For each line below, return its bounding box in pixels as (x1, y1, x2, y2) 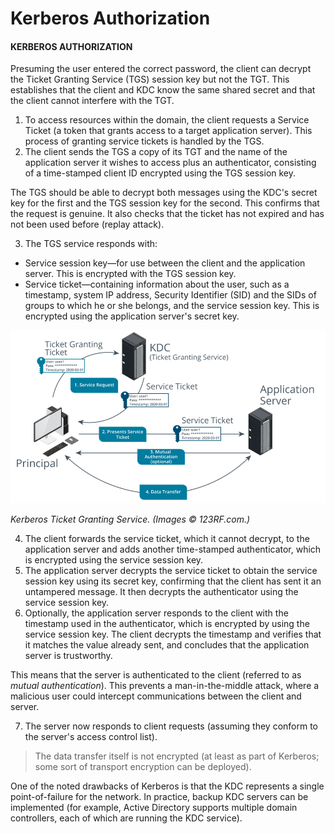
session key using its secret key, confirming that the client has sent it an (24, 575, 322, 587)
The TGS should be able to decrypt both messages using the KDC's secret (10, 187, 318, 199)
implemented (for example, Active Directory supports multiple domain (10, 802, 298, 814)
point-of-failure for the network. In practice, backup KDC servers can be (10, 791, 309, 803)
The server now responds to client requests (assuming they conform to (24, 720, 319, 732)
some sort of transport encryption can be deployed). (34, 761, 252, 773)
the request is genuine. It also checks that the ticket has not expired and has (10, 208, 325, 220)
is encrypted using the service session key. (24, 554, 204, 566)
